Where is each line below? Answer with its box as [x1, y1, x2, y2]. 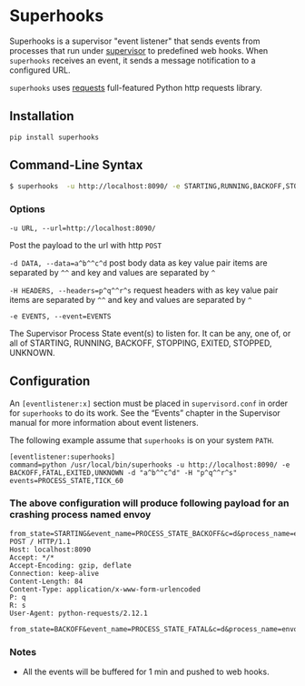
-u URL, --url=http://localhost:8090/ [9, 224, 156, 233]
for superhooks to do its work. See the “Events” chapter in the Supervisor [9, 407, 281, 419]
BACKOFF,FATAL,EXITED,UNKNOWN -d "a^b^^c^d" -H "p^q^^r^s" [9, 468, 238, 478]
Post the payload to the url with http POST [9, 239, 162, 250]
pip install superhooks [9, 133, 100, 142]
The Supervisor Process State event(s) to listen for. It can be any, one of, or [9, 328, 291, 338]
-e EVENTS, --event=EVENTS [9, 311, 112, 321]
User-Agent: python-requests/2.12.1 [9, 609, 148, 618]
